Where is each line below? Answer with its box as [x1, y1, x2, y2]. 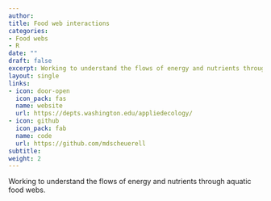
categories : [8, 27, 48, 35]
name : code [15, 132, 52, 140]
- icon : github [8, 117, 60, 125]
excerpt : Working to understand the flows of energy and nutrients [8, 65, 240, 73]
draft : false [8, 57, 52, 65]
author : [8, 11, 35, 20]
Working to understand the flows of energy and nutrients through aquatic [8, 177, 252, 186]
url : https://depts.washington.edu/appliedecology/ [15, 110, 194, 118]
